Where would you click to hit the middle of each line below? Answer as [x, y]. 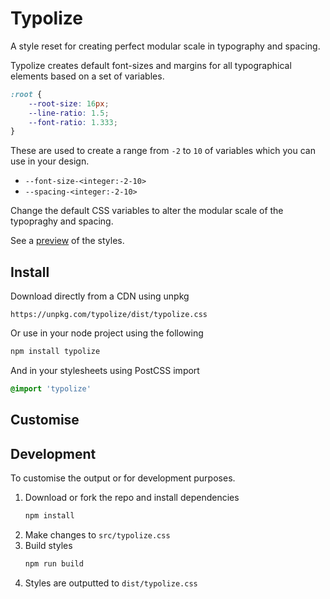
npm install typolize [55, 352]
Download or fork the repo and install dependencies [132, 498]
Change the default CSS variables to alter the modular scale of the [147, 211]
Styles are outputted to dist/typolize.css [111, 583]
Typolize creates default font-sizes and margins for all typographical [151, 65]
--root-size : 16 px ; [69, 103]
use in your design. [50, 161]
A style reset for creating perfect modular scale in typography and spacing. [165, 46]
